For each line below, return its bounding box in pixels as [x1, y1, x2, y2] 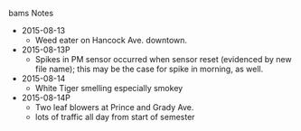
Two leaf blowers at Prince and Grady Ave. [34, 102, 194, 112]
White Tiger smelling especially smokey [34, 83, 183, 93]
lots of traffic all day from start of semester [34, 112, 195, 122]
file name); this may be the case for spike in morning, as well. [34, 63, 264, 74]
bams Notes [8, 8, 54, 18]
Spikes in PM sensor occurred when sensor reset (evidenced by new [34, 54, 292, 64]
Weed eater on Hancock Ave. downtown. [34, 35, 187, 45]
